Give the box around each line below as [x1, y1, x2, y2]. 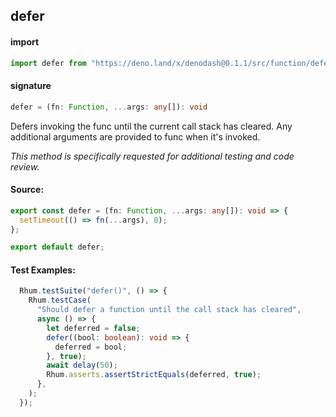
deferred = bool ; [54, 342, 128, 352]
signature [10, 80, 52, 92]
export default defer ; [10, 242, 105, 253]
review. [10, 160, 40, 173]
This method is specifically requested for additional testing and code [10, 150, 295, 162]
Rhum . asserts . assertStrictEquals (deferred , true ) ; [46, 370, 262, 380]
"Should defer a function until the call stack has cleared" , [36, 305, 302, 315]
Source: [10, 184, 45, 196]
